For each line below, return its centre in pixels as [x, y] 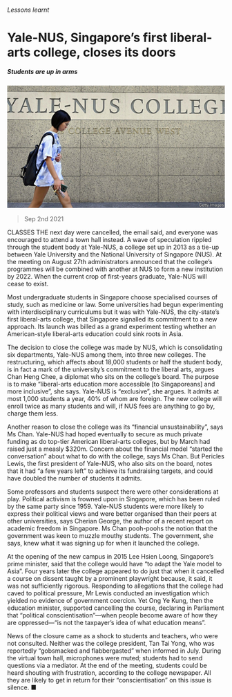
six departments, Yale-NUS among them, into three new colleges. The [107, 355]
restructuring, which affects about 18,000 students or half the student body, [115, 362]
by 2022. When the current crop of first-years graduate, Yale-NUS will [107, 277]
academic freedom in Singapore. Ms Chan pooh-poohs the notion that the [112, 528]
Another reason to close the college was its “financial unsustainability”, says [115, 427]
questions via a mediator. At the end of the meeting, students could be [107, 666]
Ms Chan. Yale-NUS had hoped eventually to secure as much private [105, 434]
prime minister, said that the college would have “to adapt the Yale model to [115, 564]
